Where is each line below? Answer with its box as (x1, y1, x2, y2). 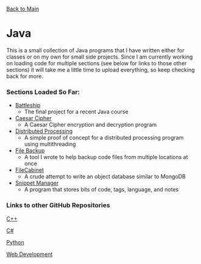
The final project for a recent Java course (24, 108, 129, 115)
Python (6, 238, 24, 246)
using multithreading (24, 140, 76, 148)
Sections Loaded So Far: (6, 88, 80, 96)
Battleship (15, 102, 41, 109)
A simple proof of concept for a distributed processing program (24, 134, 184, 141)
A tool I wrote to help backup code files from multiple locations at (24, 154, 188, 161)
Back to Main (6, 5, 40, 12)
